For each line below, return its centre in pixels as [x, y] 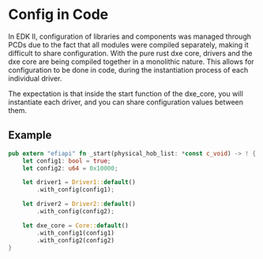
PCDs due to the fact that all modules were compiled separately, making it [128, 44]
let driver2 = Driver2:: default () [79, 204]
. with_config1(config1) [75, 233]
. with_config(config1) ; [75, 190]
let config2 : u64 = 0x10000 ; [70, 168]
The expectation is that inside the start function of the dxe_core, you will [126, 93]
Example [30, 135]
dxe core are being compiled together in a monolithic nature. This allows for [131, 62]
